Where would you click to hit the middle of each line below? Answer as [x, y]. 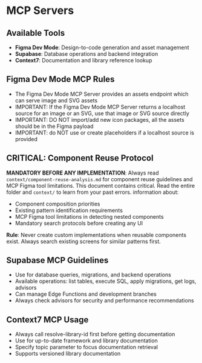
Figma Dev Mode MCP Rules [60, 79]
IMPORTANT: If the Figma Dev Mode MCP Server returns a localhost [100, 107]
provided [26, 139]
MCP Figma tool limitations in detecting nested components [90, 216]
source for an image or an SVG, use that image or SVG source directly [102, 113]
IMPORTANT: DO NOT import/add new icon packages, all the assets [99, 119]
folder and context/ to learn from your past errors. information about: [93, 192]
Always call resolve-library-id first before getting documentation [95, 335]
